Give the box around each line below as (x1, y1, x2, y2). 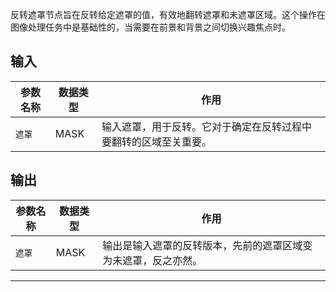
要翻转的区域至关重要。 (101, 134, 212, 148)
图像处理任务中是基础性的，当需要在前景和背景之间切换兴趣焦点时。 (10, 21, 291, 33)
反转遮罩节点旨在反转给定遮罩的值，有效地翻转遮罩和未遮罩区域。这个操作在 (10, 9, 326, 20)
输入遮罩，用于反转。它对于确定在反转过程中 (101, 119, 312, 133)
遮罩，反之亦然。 (122, 253, 203, 267)
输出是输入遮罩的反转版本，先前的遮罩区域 (102, 238, 303, 252)
